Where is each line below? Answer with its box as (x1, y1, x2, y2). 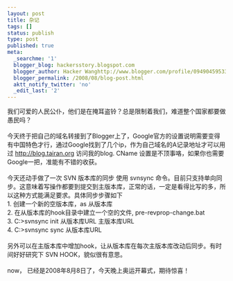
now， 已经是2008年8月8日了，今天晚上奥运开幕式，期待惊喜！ (7, 266, 189, 275)
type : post (7, 36, 39, 43)
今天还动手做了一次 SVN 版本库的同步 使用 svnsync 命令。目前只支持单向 (7, 174, 216, 182)
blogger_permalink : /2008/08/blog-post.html (13, 74, 144, 82)
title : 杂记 (7, 17, 40, 24)
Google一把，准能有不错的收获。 (7, 158, 101, 166)
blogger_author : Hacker (13, 68, 82, 75)
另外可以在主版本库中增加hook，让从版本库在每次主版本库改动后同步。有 (7, 242, 216, 250)
